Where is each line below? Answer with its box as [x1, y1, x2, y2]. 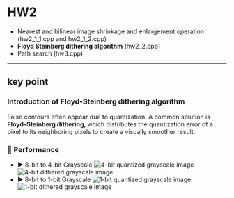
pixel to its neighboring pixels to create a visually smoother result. [7, 127, 196, 135]
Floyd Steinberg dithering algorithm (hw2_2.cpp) [17, 42, 161, 50]
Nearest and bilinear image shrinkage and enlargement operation [17, 27, 205, 35]
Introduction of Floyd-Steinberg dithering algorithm [7, 97, 185, 106]
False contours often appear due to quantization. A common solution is [7, 113, 211, 121]
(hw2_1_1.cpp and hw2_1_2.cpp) [17, 34, 107, 42]
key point [7, 76, 49, 88]
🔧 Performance [7, 145, 59, 154]
